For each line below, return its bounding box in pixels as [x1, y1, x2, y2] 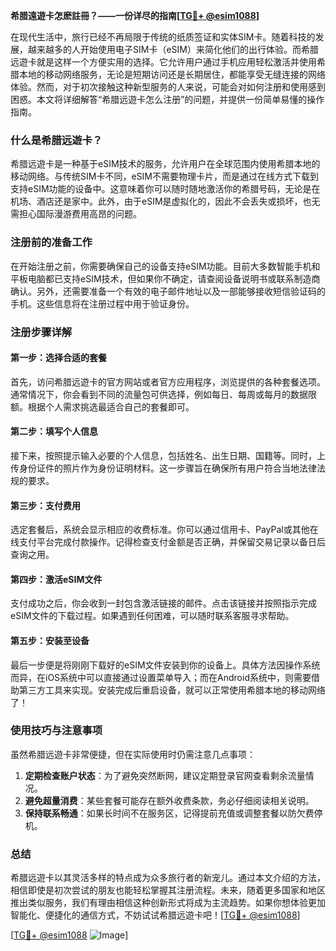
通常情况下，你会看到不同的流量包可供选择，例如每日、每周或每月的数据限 [10, 388, 317, 400]
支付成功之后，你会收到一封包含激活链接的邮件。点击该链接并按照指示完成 [10, 597, 317, 609]
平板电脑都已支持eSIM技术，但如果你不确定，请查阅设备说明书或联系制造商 [10, 272, 321, 284]
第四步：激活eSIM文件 [10, 573, 103, 585]
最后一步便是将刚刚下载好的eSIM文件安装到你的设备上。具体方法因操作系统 [10, 659, 321, 671]
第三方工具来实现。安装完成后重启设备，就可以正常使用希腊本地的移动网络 [18, 684, 326, 696]
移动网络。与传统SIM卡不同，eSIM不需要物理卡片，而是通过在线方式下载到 [10, 170, 319, 183]
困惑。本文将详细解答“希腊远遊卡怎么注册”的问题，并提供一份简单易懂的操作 [10, 94, 325, 105]
